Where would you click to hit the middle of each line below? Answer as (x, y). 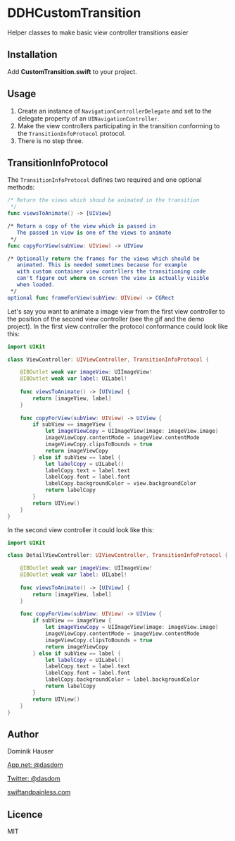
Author (23, 734)
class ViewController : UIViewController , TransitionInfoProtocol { (108, 360)
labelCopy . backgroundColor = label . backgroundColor (122, 680)
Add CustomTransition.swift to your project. (72, 71)
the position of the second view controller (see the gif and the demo (106, 319)
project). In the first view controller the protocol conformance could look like (118, 326)
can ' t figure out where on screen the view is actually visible (113, 278)
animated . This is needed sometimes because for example (102, 265)
